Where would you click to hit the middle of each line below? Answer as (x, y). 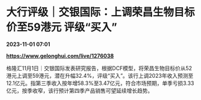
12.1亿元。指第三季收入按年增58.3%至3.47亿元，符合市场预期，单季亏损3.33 (100, 83)
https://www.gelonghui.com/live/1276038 (60, 56)
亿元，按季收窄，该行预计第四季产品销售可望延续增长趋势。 (80, 90)
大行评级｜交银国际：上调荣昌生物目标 (101, 12)
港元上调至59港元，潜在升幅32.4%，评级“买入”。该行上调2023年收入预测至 (100, 75)
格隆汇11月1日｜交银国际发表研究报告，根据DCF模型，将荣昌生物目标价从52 (99, 68)
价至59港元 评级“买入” (62, 27)
